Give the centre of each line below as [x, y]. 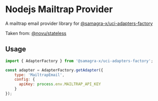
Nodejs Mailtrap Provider [59, 9]
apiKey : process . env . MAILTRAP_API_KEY [60, 84]
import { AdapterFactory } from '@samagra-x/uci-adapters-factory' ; [79, 61]
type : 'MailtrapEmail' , [40, 75]
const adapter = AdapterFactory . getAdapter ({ [54, 70]
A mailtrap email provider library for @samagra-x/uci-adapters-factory [79, 23]
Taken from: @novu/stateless [36, 33]
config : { [25, 80]
